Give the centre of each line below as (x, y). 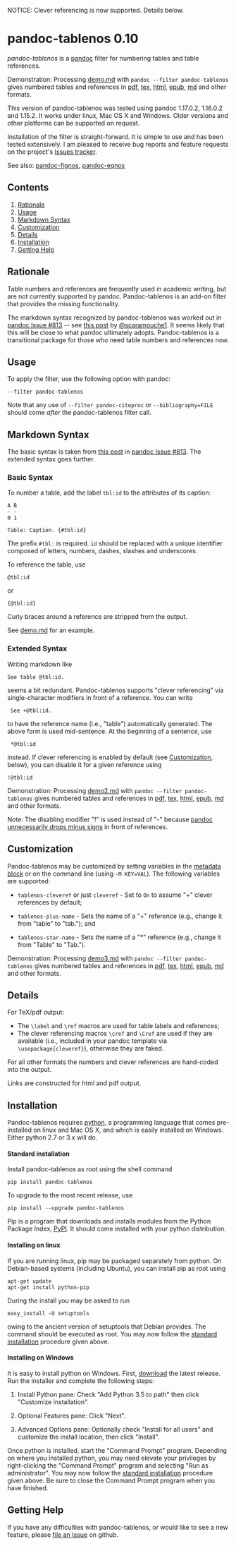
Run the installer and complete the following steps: (81, 1381)
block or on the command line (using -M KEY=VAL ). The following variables (114, 874)
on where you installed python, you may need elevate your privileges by (112, 1458)
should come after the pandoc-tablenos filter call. (79, 413)
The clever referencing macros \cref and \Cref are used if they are (115, 1034)
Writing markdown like (40, 664)
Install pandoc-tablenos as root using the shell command (90, 1169)
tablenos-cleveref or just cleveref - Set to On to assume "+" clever (115, 895)
